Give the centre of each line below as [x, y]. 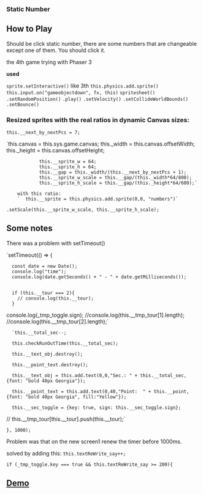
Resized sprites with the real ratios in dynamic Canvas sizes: [98, 120]
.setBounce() [23, 105]
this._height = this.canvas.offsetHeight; [55, 150]
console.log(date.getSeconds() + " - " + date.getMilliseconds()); [99, 277]
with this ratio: [39, 194]
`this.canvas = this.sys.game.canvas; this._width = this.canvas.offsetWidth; [101, 144]
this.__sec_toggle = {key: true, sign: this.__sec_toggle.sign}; [97, 407]
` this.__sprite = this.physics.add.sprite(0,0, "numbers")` [98, 199]
